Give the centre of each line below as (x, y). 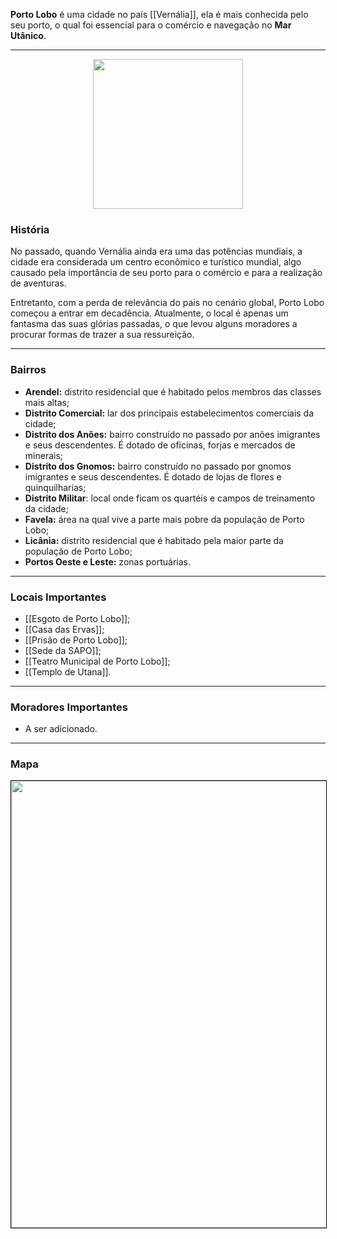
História (30, 229)
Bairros (28, 370)
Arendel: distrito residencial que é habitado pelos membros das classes (173, 391)
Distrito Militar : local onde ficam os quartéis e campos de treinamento (170, 498)
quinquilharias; (55, 487)
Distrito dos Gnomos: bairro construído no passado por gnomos (158, 466)
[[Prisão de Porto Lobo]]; (76, 640)
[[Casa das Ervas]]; (64, 629)
